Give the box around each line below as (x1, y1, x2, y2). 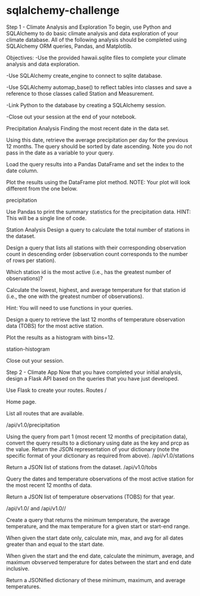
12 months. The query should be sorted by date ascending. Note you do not (6, 142, 192, 150)
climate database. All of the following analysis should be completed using (6, 36, 187, 43)
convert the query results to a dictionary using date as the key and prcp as (6, 439, 190, 446)
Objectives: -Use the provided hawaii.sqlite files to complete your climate (6, 54, 186, 61)
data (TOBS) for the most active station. (6, 322, 104, 329)
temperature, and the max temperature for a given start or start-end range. (6, 522, 190, 530)
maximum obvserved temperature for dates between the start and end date (6, 558, 192, 565)
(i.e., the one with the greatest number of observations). (6, 293, 144, 300)
